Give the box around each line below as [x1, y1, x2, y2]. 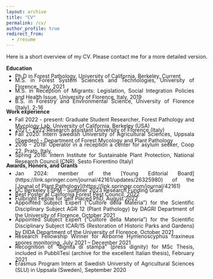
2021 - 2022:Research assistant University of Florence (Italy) [14, 126, 165, 134]
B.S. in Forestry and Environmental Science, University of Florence [14, 98, 195, 105]
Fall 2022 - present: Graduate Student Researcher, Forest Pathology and [14, 116, 195, 123]
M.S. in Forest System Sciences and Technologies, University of [14, 77, 195, 84]
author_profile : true [6, 25, 60, 32]
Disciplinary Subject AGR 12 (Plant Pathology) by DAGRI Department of [14, 205, 195, 213]
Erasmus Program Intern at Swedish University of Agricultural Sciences [14, 260, 195, 267]
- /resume [11, 37, 36, 43]
